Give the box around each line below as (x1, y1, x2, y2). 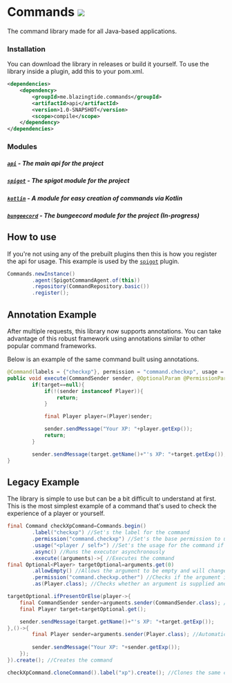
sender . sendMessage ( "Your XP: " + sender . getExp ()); (32, 644, 181, 651)
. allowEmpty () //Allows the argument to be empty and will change (32, 568, 227, 575)
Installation (7, 44, 46, 54)
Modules (7, 142, 38, 152)
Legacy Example (7, 476, 80, 488)
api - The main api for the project (7, 159, 104, 167)
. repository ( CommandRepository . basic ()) (32, 283, 150, 290)
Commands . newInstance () (7, 270, 76, 277)
